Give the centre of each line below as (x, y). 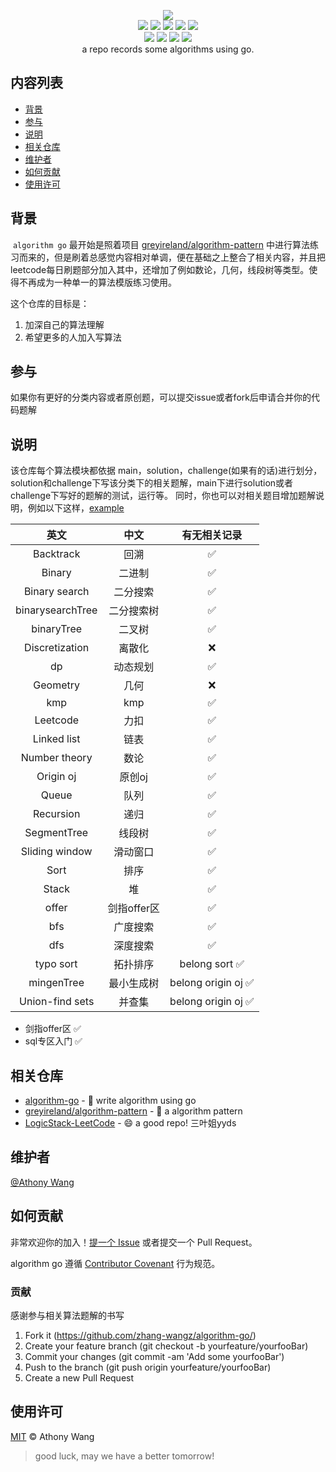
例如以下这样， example (76, 508)
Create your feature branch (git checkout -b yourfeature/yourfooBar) (166, 1346)
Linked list (56, 739)
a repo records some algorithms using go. (168, 49)
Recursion (57, 814)
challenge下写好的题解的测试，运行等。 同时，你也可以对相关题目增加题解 (163, 496)
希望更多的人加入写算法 (73, 337)
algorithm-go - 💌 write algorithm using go (110, 1101)
